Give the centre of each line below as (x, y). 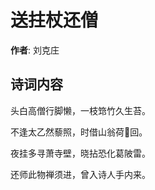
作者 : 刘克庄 (35, 50)
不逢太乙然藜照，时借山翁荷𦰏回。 (79, 132)
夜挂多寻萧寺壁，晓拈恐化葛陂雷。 (80, 153)
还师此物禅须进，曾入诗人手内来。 (80, 174)
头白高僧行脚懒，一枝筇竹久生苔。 (80, 110)
